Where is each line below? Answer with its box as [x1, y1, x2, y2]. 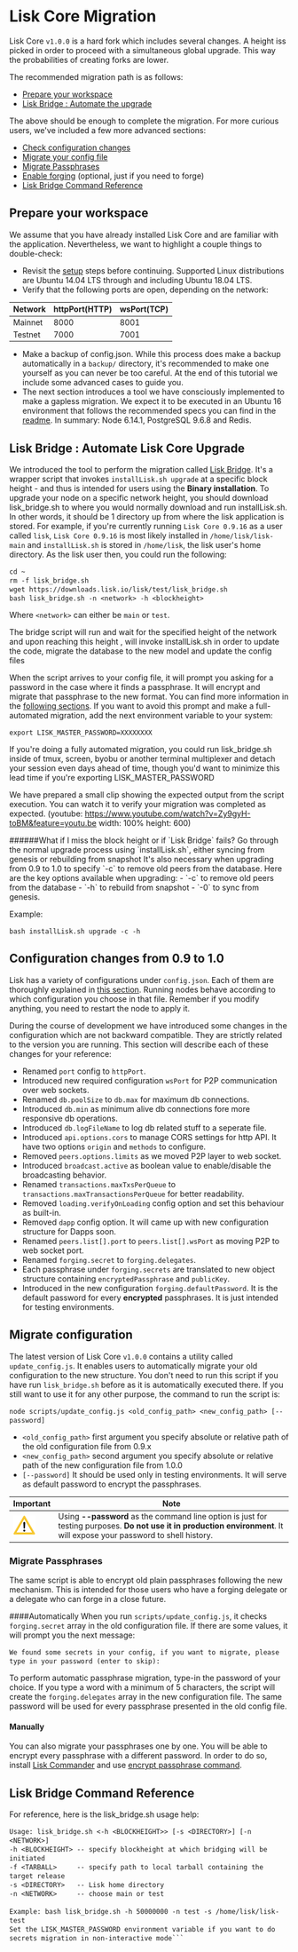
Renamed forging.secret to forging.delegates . [21, 1254, 197, 1265]
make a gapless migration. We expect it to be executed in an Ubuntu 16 [21, 396, 282, 407]
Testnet [12, 329, 42, 339]
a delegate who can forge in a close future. [9, 1594, 167, 1605]
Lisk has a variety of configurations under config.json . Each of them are [9, 974, 275, 985]
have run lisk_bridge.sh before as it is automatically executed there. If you [9, 1379, 284, 1390]
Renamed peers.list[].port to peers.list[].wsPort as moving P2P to [21, 1235, 280, 1246]
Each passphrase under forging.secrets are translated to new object [21, 1264, 276, 1274]
